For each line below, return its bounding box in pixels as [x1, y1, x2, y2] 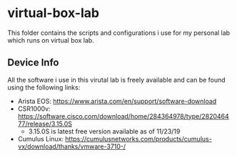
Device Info [7, 57, 59, 69]
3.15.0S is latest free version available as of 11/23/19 [28, 126, 181, 136]
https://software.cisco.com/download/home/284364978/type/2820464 [17, 112, 230, 120]
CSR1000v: [17, 104, 51, 113]
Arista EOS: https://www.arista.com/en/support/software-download [17, 97, 217, 105]
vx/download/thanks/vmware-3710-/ [17, 142, 126, 151]
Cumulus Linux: [17, 134, 64, 143]
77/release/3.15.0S [17, 119, 73, 128]
